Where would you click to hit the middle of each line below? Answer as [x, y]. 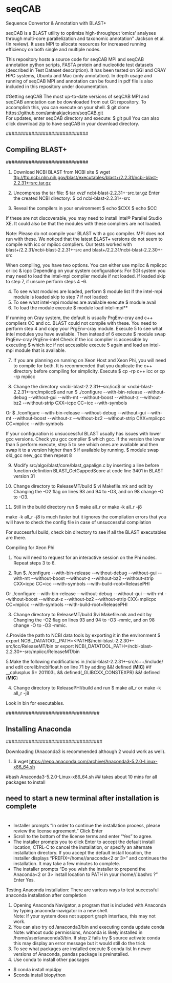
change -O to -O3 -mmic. [40, 625]
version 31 [24, 476]
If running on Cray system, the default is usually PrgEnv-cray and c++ [79, 318]
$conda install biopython [39, 975]
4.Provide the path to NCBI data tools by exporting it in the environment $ [83, 635]
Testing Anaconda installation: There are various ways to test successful [82, 890]
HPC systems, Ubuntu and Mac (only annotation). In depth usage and [79, 75]
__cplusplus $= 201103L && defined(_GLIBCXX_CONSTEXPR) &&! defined [83, 672]
